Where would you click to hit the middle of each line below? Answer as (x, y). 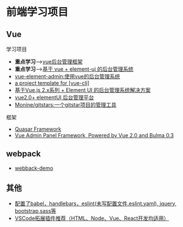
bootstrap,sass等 (35, 210)
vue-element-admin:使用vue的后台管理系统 (67, 76)
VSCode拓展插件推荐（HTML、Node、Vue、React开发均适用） (92, 218)
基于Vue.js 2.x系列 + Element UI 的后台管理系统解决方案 (83, 90)
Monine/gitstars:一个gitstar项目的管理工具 (66, 105)
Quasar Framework (38, 129)
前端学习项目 (37, 12)
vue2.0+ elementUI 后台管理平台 (54, 97)
